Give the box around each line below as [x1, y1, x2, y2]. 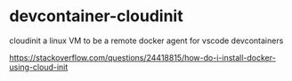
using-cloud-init [9, 62, 69, 72]
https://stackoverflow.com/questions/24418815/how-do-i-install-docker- [9, 52, 276, 63]
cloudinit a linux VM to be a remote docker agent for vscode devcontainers [9, 35, 284, 46]
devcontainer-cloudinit [9, 6, 184, 26]
